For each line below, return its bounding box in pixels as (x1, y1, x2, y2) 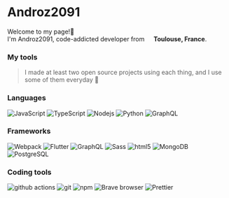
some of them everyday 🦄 (24, 76, 99, 84)
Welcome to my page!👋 (7, 27, 75, 36)
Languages (7, 93, 47, 103)
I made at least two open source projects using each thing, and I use (24, 68, 222, 77)
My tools (7, 52, 38, 62)
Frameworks (7, 127, 51, 136)
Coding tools (7, 167, 52, 177)
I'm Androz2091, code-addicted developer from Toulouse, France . (7, 34, 207, 43)
